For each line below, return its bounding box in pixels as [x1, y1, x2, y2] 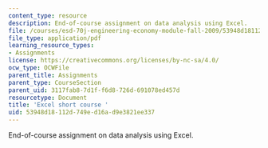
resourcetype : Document [8, 94, 88, 102]
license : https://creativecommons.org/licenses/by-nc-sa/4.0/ [8, 57, 219, 65]
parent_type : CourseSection [8, 78, 102, 86]
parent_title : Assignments [8, 71, 98, 79]
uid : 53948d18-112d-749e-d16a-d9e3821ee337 [8, 109, 156, 117]
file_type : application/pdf [8, 34, 102, 42]
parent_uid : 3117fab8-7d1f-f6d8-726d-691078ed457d [8, 86, 180, 94]
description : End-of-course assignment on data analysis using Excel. [8, 19, 248, 27]
